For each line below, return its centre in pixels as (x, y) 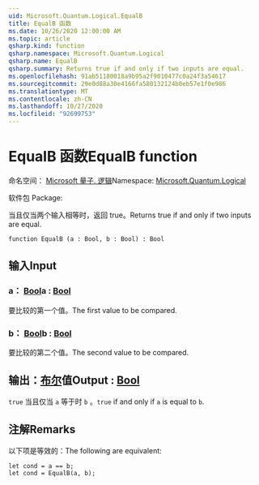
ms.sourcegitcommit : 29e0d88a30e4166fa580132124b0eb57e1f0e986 (117, 84)
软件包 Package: (36, 197)
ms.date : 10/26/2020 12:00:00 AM (65, 31)
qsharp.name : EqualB (43, 62)
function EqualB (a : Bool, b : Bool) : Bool (86, 239)
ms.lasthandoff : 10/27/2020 (56, 106)
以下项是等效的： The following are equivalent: (85, 450)
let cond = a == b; (41, 466)
